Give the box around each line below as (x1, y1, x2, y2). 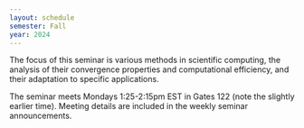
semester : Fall (9, 22, 67, 31)
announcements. (9, 110, 72, 122)
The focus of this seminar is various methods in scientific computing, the (9, 55, 281, 66)
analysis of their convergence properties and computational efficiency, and (9, 64, 290, 75)
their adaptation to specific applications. (9, 74, 160, 85)
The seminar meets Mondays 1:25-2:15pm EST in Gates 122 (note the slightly (9, 91, 296, 102)
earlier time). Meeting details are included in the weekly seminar (9, 101, 249, 112)
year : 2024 (9, 30, 51, 39)
